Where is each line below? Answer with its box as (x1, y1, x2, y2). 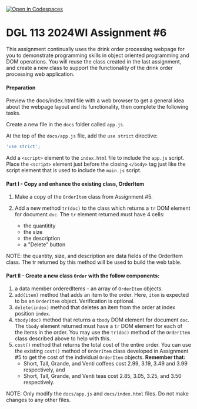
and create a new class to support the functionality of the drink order (6, 64, 173, 71)
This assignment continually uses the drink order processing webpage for (6, 45, 185, 52)
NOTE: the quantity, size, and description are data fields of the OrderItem (6, 253, 183, 260)
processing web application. (6, 71, 75, 78)
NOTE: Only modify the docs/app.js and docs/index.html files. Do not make (6, 390, 189, 397)
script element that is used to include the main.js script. (6, 167, 142, 174)
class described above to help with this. (14, 335, 111, 342)
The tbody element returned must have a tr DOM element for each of (14, 323, 183, 330)
